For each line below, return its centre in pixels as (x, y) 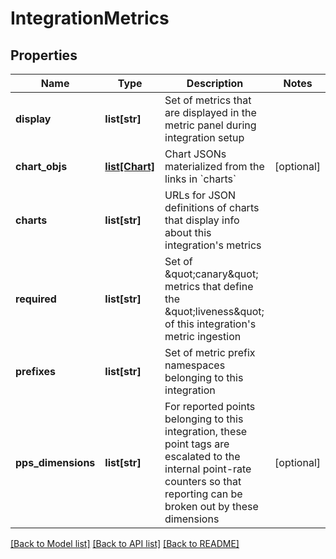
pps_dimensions (55, 462)
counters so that (203, 481)
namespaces (195, 365)
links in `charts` (200, 179)
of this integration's (210, 324)
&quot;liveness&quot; (214, 311)
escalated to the (202, 456)
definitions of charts (212, 207)
